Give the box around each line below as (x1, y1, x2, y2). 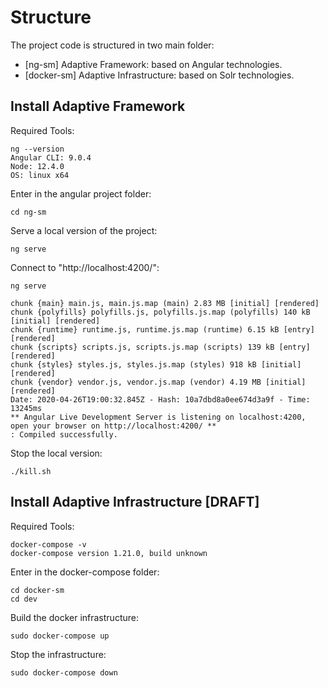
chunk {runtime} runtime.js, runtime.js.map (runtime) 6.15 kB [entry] (10, 324, 315, 335)
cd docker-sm (10, 585, 65, 595)
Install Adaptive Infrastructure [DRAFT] (10, 494, 260, 511)
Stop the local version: (10, 447, 103, 459)
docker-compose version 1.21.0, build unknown (10, 548, 208, 558)
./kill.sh (10, 466, 52, 476)
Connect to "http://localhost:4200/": (10, 261, 160, 273)
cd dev (10, 594, 38, 604)
